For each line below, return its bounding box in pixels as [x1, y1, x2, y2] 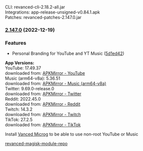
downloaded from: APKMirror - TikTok [5, 122, 81, 128]
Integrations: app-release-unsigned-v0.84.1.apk [5, 9, 100, 15]
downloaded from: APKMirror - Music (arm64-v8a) [5, 81, 106, 86]
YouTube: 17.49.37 [5, 65, 41, 71]
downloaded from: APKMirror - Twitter [5, 91, 82, 97]
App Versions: [5, 60, 35, 66]
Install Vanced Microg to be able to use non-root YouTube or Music [5, 131, 139, 137]
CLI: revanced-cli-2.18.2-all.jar [5, 4, 65, 10]
